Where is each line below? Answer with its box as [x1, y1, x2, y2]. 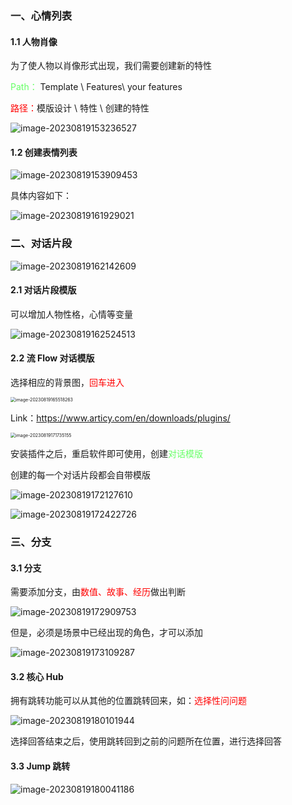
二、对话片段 [10, 237, 73, 251]
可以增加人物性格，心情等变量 [10, 308, 133, 320]
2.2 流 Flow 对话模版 [10, 352, 95, 364]
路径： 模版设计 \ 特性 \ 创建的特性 [10, 102, 150, 114]
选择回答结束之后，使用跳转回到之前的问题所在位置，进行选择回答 [10, 735, 282, 747]
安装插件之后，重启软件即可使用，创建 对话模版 [10, 448, 203, 460]
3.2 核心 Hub [10, 670, 64, 682]
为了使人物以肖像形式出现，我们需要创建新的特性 [10, 60, 212, 72]
